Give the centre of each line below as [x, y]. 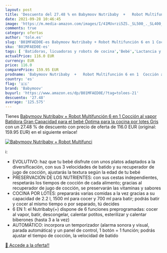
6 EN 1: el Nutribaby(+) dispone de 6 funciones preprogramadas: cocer [85, 209]
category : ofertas [24, 33]
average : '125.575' [25, 102]
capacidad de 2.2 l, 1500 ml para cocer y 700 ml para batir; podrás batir [86, 199]
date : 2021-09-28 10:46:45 [33, 19]
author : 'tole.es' [24, 38]
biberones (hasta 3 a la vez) [41, 220]
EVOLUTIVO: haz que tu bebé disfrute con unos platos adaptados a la [84, 162]
